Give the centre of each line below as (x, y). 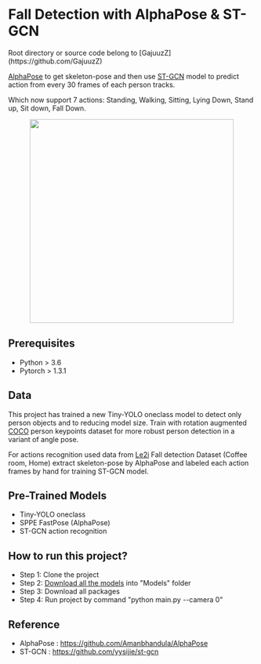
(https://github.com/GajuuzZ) (55, 61)
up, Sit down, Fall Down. (47, 108)
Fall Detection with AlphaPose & (114, 15)
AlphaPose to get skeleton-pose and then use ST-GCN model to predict (124, 76)
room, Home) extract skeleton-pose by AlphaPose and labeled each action (129, 463)
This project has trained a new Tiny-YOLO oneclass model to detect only (125, 414)
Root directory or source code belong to (73, 53)
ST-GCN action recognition (63, 532)
